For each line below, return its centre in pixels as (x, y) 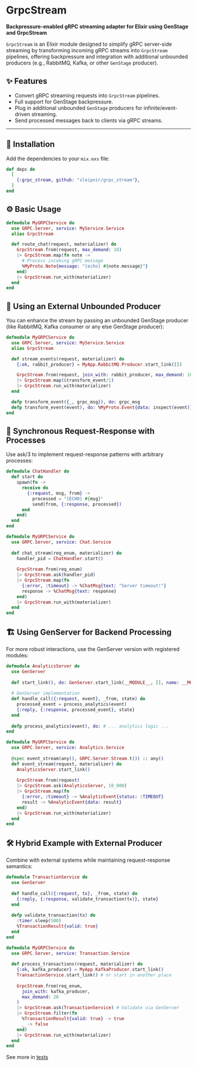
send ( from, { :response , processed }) (77, 504)
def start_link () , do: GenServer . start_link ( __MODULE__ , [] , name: (96, 682)
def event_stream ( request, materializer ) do (67, 764)
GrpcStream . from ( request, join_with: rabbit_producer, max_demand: (101, 375)
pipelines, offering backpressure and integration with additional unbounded (97, 56)
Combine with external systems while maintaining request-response (88, 860)
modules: (17, 655)
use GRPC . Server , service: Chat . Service (61, 542)
